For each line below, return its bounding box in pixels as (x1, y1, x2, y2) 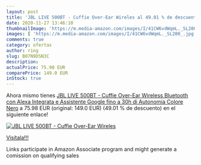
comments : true (6, 36, 44, 42)
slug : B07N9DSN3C (6, 53, 50, 59)
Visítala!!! (6, 134, 29, 141)
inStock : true (6, 75, 42, 81)
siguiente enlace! (6, 111, 48, 118)
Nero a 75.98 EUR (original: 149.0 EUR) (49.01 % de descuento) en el (6, 105, 176, 112)
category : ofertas (6, 42, 52, 48)
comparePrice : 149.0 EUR (6, 70, 68, 76)
